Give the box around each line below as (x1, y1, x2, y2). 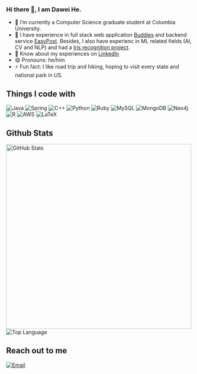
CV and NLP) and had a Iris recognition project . (14, 44, 130, 51)
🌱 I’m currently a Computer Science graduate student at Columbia (14, 19, 176, 26)
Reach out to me (6, 346, 67, 356)
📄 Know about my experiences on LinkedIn (14, 50, 120, 57)
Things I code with (6, 89, 76, 99)
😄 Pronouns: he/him (14, 56, 65, 64)
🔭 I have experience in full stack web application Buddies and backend (14, 31, 188, 38)
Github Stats (6, 128, 53, 138)
